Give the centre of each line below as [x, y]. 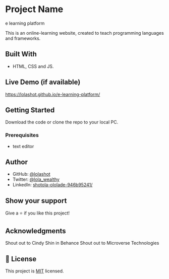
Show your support [36, 201]
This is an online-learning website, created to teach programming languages [84, 33]
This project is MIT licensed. [35, 271]
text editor [23, 146]
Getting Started [30, 110]
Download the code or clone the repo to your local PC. [62, 122]
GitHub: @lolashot [31, 174]
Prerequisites [22, 135]
